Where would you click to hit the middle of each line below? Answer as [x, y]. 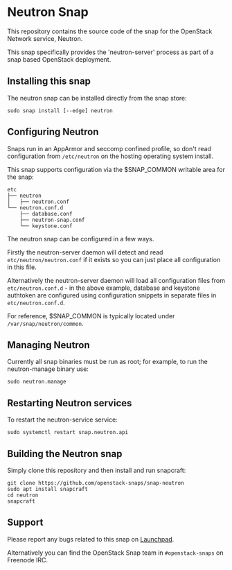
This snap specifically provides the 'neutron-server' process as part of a [110, 52]
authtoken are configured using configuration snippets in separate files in [112, 295]
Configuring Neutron [53, 132]
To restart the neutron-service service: [62, 420]
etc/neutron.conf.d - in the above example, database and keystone [104, 288]
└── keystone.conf [46, 226]
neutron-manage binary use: [48, 369]
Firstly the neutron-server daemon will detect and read [85, 252]
